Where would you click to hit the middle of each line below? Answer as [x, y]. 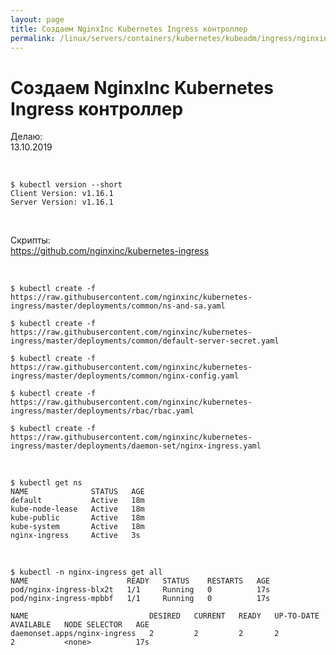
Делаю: [26, 137]
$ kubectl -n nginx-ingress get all [86, 572]
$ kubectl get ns [46, 483]
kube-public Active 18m [77, 518]
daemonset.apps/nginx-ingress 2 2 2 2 [145, 634]
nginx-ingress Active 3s [75, 536]
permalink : [33, 38]
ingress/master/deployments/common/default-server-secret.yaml [145, 341]
